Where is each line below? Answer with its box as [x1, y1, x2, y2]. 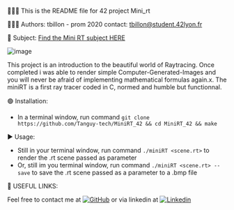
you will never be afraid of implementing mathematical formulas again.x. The [7, 75, 227, 84]
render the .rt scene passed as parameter [17, 153, 137, 162]
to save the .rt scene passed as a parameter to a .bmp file [31, 168, 197, 177]
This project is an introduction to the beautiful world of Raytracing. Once [7, 61, 214, 69]
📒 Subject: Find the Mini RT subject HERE [7, 33, 125, 42]
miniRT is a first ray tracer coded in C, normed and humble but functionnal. [7, 83, 222, 91]
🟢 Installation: [7, 97, 49, 105]
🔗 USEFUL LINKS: [7, 182, 58, 190]
